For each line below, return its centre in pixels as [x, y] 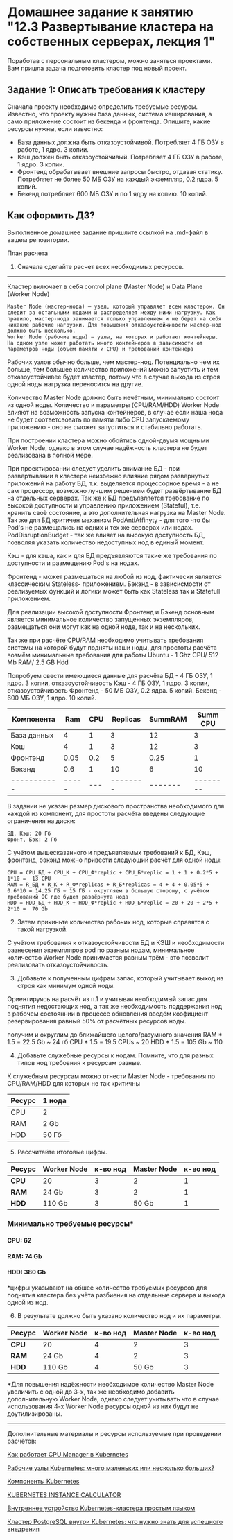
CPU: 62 [19, 1240]
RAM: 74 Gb [25, 1256]
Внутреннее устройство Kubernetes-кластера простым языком [101, 1508]
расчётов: [22, 1441]
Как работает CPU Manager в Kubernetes [68, 1454]
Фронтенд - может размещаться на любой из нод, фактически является [114, 576]
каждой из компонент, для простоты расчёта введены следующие [106, 813]
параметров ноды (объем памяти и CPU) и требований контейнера [101, 349]
